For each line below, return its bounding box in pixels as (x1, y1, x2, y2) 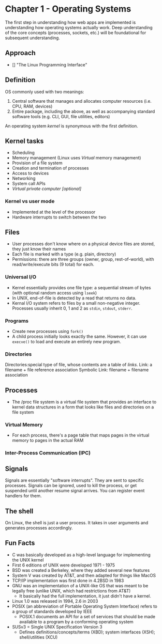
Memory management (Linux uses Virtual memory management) (12, 155, 141, 161)
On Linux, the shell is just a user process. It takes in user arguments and (5, 520, 148, 526)
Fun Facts (5, 539, 35, 547)
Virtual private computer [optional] (12, 186, 82, 192)
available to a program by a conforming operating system (19, 619, 134, 625)
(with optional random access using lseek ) (12, 290, 97, 296)
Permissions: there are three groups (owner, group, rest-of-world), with (12, 256, 154, 262)
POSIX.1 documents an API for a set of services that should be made (19, 613, 156, 619)
